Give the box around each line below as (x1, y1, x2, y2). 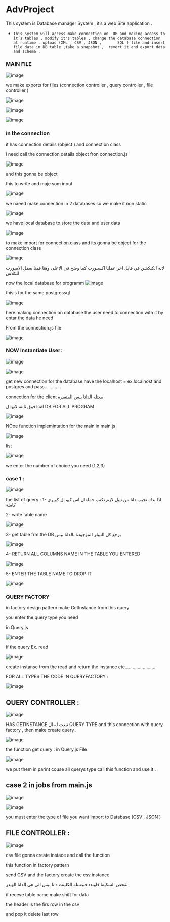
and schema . (13, 49, 41, 54)
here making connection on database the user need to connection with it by (6, 309, 164, 315)
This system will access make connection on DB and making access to (13, 31, 165, 36)
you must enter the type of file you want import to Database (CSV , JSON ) (6, 814, 161, 820)
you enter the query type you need (6, 614, 78, 620)
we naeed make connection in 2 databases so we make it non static (6, 200, 147, 206)
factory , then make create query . (6, 727, 77, 733)
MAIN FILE (6, 60, 32, 68)
